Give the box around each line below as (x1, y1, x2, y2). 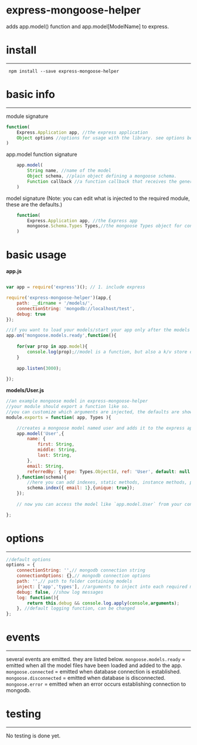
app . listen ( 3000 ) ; (16, 365, 62, 371)
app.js (6, 268, 22, 275)
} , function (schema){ (16, 474, 67, 480)
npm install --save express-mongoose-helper (8, 68, 119, 74)
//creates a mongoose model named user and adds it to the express (16, 425, 185, 431)
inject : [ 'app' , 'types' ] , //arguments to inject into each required (16, 584, 188, 590)
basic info (6, 88, 56, 101)
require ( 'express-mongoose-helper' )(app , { (6, 295, 111, 301)
